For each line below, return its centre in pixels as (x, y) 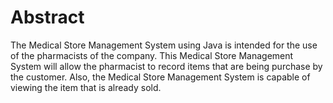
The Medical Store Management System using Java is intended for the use (164, 45)
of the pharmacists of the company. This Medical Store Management (152, 55)
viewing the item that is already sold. (86, 87)
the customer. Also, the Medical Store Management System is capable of (160, 77)
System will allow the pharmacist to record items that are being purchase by (166, 66)
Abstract (47, 17)
